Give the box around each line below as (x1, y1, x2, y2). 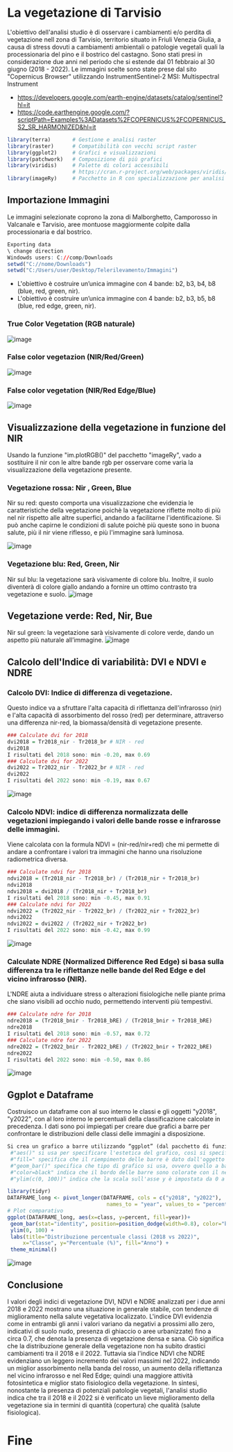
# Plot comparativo (7, 1208, 64, 1215)
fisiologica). (7, 1408, 41, 1417)
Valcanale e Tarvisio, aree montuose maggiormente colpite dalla (7, 220, 191, 228)
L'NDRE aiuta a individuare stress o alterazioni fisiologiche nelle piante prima (7, 990, 226, 998)
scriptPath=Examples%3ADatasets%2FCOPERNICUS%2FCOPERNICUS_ (17, 115, 226, 123)
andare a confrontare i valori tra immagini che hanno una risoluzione (7, 848, 202, 856)
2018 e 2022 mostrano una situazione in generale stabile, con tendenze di (7, 1305, 219, 1313)
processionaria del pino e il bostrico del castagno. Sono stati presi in (7, 50, 203, 58)
